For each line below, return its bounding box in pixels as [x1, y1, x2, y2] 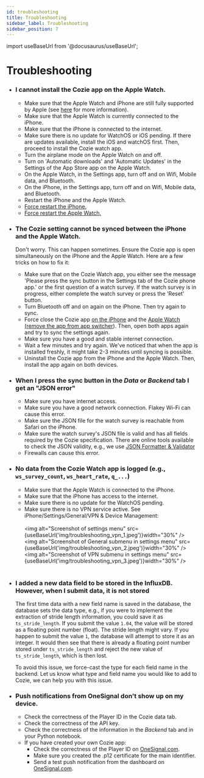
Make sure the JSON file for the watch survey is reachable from [24, 417, 185, 425]
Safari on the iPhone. [24, 423, 77, 431]
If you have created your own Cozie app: [24, 739, 127, 746]
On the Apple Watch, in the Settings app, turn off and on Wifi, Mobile [24, 170, 197, 178]
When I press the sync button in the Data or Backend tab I [15, 376, 189, 384]
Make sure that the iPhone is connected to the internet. [24, 125, 163, 133]
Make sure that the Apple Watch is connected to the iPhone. [24, 486, 175, 493]
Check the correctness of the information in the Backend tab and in [24, 726, 194, 734]
